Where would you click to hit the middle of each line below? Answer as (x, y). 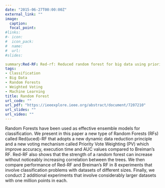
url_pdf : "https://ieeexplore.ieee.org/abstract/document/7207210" (76, 105)
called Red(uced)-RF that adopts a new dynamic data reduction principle (79, 138)
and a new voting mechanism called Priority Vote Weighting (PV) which (77, 144)
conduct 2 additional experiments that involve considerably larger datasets (81, 175)
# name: (14, 46)
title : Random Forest (27, 96)
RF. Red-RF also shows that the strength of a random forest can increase (79, 154)
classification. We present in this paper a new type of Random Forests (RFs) (82, 134)
